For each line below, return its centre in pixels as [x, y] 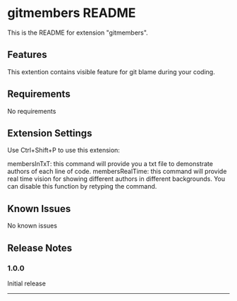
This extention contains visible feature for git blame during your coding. [111, 71]
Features [27, 55]
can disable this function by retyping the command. [82, 187]
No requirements [32, 111]
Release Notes [40, 248]
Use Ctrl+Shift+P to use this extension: [63, 150]
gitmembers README [72, 13]
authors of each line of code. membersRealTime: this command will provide [117, 172]
